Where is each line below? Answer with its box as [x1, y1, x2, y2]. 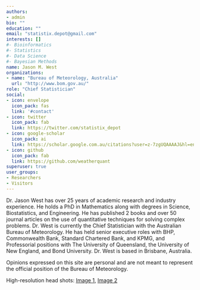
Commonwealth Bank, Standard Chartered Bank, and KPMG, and [6, 235, 165, 242]
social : [6, 92, 26, 98]
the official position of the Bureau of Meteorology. [6, 265, 129, 272]
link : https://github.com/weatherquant [11, 158, 111, 164]
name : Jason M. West [6, 64, 58, 70]
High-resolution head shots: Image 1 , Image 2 [6, 276, 118, 283]
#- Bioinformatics [6, 42, 52, 48]
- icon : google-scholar [6, 130, 65, 137]
